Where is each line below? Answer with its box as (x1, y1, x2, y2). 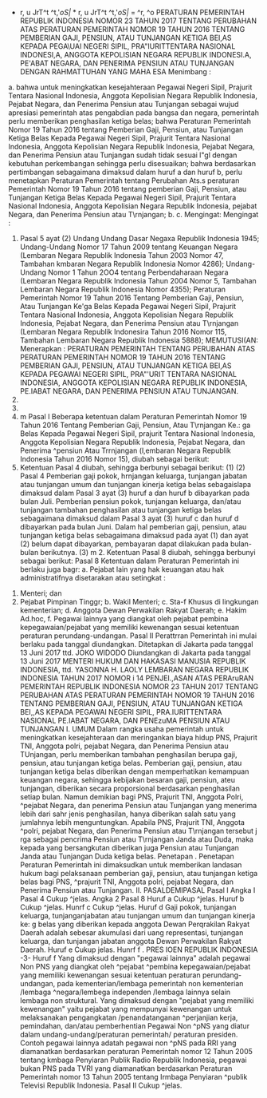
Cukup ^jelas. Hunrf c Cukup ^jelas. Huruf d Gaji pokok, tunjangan (19, 902, 237, 912)
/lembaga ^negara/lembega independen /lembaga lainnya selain (19, 987, 231, 997)
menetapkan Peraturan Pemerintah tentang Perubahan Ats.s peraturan (8, 176, 240, 185)
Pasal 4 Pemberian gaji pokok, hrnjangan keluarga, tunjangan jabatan (19, 471, 248, 481)
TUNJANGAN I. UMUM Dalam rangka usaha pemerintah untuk (19, 724, 225, 734)
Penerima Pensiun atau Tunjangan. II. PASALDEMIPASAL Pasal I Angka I (19, 886, 256, 894)
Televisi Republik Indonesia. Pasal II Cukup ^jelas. (19, 1080, 183, 1090)
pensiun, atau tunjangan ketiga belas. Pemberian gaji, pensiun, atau (19, 759, 242, 767)
